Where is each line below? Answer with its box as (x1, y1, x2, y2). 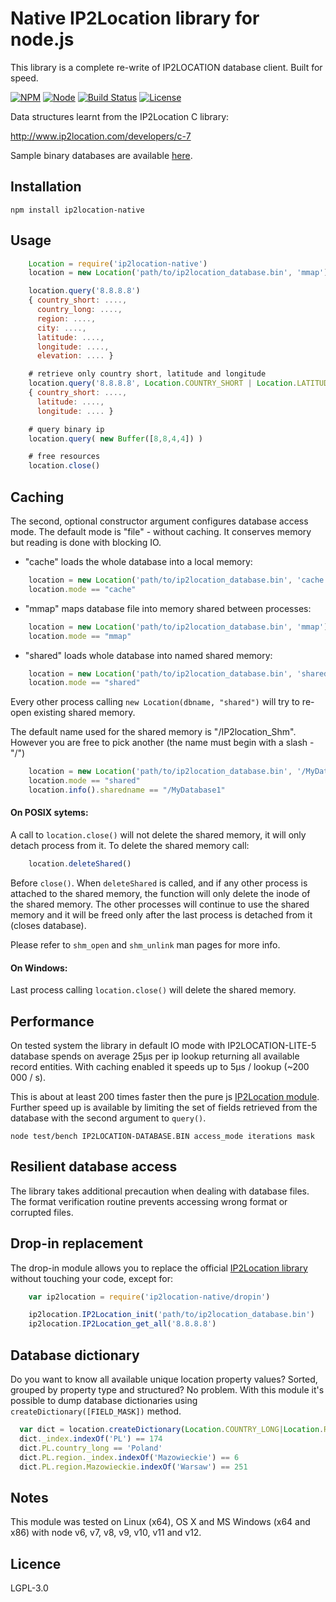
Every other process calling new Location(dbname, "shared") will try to (10, 696, 300, 708)
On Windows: (10, 962, 68, 974)
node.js (10, 28, 75, 51)
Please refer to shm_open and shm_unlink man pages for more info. (10, 938, 281, 951)
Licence (10, 1555, 62, 1572)
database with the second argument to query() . (10, 1112, 207, 1124)
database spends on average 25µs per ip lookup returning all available (10, 1050, 300, 1062)
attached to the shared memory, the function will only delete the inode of (10, 887, 311, 899)
